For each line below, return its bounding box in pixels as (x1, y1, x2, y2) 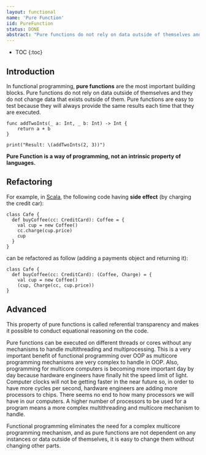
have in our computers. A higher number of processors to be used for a (6, 397, 187, 405)
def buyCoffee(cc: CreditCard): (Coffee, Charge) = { (12, 271, 152, 277)
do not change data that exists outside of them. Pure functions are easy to (6, 96, 194, 103)
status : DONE (6, 26, 40, 32)
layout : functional (6, 9, 56, 15)
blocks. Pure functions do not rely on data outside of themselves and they (6, 89, 193, 96)
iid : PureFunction (6, 20, 53, 26)
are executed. (6, 108, 41, 116)
